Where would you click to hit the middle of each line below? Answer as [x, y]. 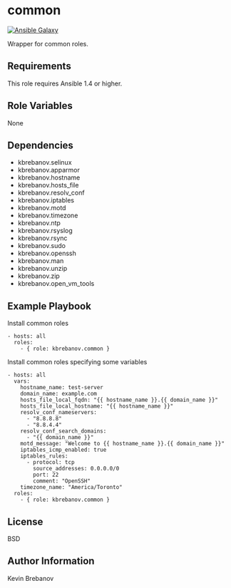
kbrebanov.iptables [46, 200]
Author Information [51, 561]
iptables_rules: [45, 456]
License [25, 521]
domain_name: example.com [59, 394]
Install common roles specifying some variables [77, 362]
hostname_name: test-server [62, 388]
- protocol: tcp [50, 463]
